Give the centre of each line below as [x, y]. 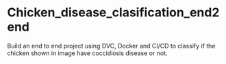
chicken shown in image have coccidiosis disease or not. [87, 53]
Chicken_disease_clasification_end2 [113, 13]
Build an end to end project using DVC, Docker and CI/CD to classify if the [111, 46]
